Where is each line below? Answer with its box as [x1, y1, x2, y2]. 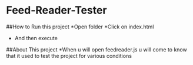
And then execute [14, 34, 58, 41]
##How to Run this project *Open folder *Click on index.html [6, 23, 154, 30]
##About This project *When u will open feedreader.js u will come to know [6, 45, 187, 53]
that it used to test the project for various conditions [6, 52, 132, 59]
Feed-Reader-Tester [6, 4, 107, 17]
